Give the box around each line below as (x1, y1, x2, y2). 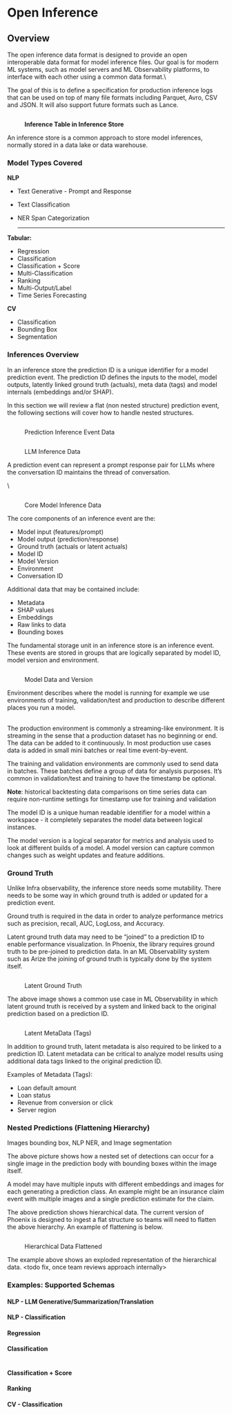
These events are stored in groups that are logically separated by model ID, (7, 648, 221, 657)
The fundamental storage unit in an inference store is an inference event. (7, 641, 215, 649)
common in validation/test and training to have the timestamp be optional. (7, 774, 217, 782)
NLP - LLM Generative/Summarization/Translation (7, 1297, 154, 1306)
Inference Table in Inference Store (24, 120, 124, 128)
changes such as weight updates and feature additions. (7, 851, 165, 859)
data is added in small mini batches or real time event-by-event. (7, 746, 188, 754)
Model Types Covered (7, 157, 83, 167)
